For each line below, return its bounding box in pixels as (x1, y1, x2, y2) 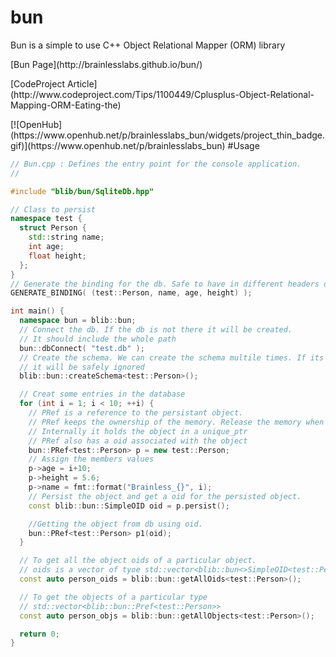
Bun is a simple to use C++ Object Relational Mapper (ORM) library (10, 39, 286, 51)
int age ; (28, 242, 65, 252)
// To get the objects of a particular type (19, 592, 208, 602)
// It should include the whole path (19, 334, 177, 344)
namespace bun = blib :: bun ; (19, 316, 137, 326)
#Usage (227, 139, 260, 151)
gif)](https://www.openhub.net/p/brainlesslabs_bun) (10, 139, 226, 151)
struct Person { (19, 223, 87, 233)
